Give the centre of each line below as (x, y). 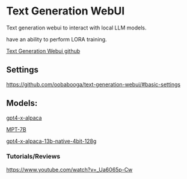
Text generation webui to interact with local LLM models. (76, 28)
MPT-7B (16, 129)
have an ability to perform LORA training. (57, 39)
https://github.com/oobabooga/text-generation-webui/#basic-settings (93, 84)
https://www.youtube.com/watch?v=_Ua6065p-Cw (69, 169)
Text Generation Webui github (43, 51)
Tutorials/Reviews (33, 156)
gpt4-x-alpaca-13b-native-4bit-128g (51, 141)
